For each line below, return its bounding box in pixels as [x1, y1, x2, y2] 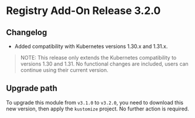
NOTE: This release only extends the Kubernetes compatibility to [20, 54, 177, 61]
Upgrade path [6, 84, 57, 93]
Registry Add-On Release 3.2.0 [6, 4, 161, 18]
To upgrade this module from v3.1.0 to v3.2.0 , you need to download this [6, 99, 183, 106]
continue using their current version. [20, 67, 108, 74]
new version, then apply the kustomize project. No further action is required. [6, 105, 189, 112]
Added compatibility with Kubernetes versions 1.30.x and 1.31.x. [14, 43, 168, 50]
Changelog [6, 27, 47, 37]
